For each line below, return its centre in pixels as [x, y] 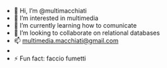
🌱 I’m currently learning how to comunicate [75, 25]
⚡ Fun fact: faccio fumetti [50, 58]
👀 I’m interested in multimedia [56, 18]
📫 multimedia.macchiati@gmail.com [66, 41]
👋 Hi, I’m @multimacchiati [50, 11]
